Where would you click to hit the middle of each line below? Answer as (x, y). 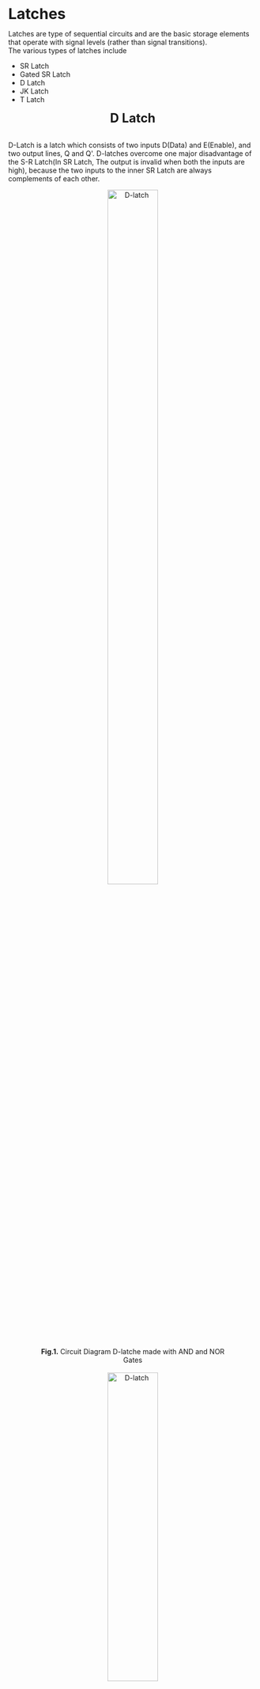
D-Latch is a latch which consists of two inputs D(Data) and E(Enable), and (130, 145)
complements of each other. (54, 178)
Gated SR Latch (45, 74)
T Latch (32, 99)
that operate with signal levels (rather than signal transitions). (108, 42)
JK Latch (34, 91)
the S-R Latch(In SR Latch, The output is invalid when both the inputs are (126, 162)
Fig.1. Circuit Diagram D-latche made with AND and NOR (133, 1351)
